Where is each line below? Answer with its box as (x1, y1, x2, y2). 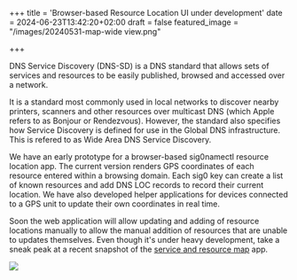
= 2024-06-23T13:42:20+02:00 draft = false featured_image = (9, 17, 239, 27)
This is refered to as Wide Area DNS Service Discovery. (9, 135, 212, 144)
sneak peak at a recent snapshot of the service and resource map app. (9, 244, 269, 254)
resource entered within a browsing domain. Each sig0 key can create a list (9, 170, 284, 181)
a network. (9, 80, 49, 89)
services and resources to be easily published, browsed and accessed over (9, 70, 285, 81)
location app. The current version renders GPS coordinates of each (9, 161, 254, 171)
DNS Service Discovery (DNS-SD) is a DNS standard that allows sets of (9, 61, 270, 71)
